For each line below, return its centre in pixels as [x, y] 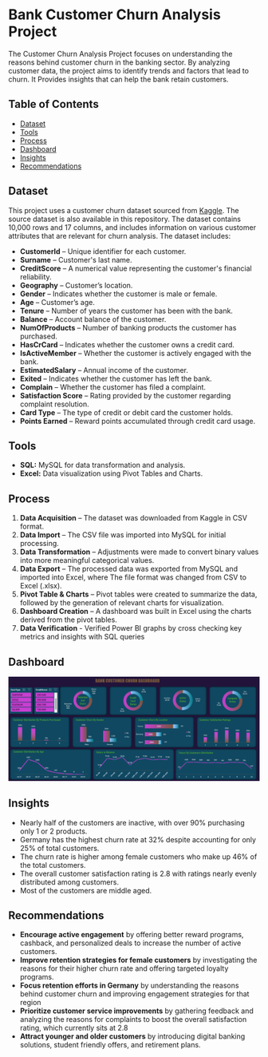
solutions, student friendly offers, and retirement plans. [110, 1045]
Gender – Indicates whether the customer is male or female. [118, 294]
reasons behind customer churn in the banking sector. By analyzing [119, 62]
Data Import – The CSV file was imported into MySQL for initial [123, 535]
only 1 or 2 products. [53, 831]
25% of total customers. [59, 848]
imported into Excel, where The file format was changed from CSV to [133, 577]
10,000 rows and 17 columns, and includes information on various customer [132, 227]
